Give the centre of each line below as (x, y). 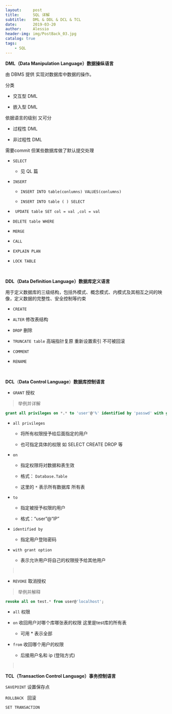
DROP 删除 (23, 330)
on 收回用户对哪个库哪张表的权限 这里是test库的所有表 (70, 623)
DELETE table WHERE (34, 221)
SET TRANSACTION (23, 708)
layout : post (24, 10)
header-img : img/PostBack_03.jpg (41, 34)
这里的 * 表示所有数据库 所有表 (53, 487)
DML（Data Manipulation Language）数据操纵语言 (60, 63)
